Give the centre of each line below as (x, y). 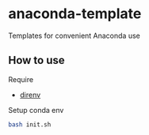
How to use (36, 60)
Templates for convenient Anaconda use (74, 36)
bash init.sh (30, 124)
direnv (30, 95)
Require (21, 79)
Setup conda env (36, 110)
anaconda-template (75, 14)
